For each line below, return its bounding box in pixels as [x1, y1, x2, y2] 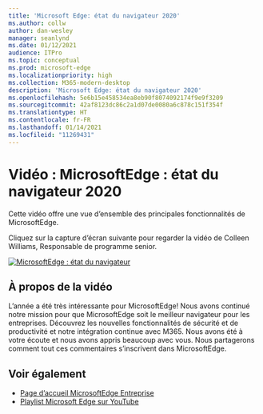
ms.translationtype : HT [8, 109, 88, 117]
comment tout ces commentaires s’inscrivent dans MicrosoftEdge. [8, 344, 227, 353]
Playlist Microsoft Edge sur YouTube [19, 397, 139, 407]
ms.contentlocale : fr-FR [8, 116, 91, 124]
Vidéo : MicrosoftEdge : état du [8, 165, 219, 183]
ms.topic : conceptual [8, 57, 81, 65]
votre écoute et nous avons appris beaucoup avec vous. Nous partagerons [8, 336, 255, 345]
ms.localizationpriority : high [8, 71, 113, 79]
